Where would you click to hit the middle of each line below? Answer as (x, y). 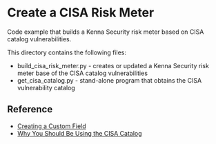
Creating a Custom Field (51, 126)
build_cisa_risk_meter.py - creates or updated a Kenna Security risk (113, 65)
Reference (30, 109)
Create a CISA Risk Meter (81, 13)
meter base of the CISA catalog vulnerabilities (82, 73)
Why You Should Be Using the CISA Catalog (80, 133)
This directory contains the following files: (67, 52)
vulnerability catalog (46, 88)
